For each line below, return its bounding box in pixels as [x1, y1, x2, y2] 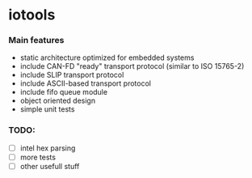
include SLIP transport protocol [19, 70, 124, 80]
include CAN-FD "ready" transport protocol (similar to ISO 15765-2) [19, 61, 245, 71]
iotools [8, 6, 56, 24]
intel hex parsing [19, 143, 76, 153]
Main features [8, 35, 65, 46]
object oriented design [19, 95, 95, 106]
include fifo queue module [19, 87, 107, 97]
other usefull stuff [19, 161, 80, 171]
